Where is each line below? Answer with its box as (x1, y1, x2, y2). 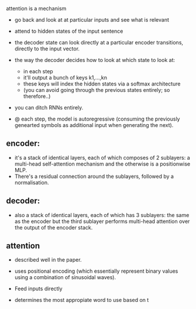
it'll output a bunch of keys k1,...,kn (23, 74, 107, 81)
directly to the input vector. (14, 45, 80, 52)
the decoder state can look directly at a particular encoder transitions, (14, 39, 183, 46)
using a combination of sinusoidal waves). (14, 274, 116, 281)
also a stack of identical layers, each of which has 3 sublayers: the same (14, 211, 190, 218)
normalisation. (14, 178, 49, 186)
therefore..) (23, 93, 51, 99)
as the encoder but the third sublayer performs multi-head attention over (14, 218, 190, 225)
